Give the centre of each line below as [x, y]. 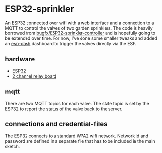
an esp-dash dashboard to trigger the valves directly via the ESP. [71, 43]
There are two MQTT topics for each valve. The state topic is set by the [77, 103]
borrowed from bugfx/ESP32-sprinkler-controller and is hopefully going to [80, 33]
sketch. [13, 147]
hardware [20, 59]
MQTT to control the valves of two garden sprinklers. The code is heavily [79, 28]
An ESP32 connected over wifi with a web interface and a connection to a [80, 23]
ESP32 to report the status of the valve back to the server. [64, 109]
